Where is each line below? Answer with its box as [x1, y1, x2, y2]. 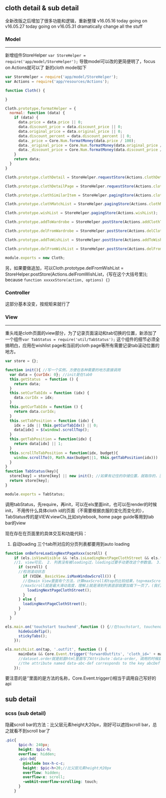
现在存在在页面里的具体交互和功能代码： [5, 530, 87, 536]
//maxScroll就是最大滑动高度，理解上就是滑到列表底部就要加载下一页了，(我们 [20, 583, 162, 588]
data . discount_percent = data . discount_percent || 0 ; [18, 133, 132, 138]
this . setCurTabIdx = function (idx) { [9, 391, 90, 396]
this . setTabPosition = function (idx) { [9, 418, 94, 423]
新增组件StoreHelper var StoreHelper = [5, 52, 86, 58]
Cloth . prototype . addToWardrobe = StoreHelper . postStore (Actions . [5, 220, 142, 225]
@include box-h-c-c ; [23, 761, 65, 766]
